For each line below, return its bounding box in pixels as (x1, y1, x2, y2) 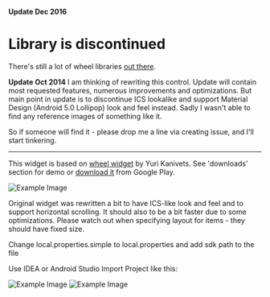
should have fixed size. (8, 224, 84, 233)
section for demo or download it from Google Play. (8, 167, 175, 176)
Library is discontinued (8, 35, 166, 53)
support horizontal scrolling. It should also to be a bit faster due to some (8, 207, 247, 217)
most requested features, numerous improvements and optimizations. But (8, 85, 252, 95)
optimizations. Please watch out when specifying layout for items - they (8, 215, 245, 225)
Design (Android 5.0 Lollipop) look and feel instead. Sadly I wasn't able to (8, 102, 251, 112)
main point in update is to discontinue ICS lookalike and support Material (8, 94, 248, 104)
